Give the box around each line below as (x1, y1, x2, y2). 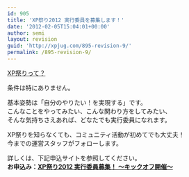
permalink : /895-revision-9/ (7, 49, 92, 56)
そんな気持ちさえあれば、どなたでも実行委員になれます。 (7, 115, 172, 124)
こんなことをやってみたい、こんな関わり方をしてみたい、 (7, 107, 172, 115)
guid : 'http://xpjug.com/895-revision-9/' (7, 42, 132, 49)
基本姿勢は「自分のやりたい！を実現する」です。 (7, 98, 147, 106)
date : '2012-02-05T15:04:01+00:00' (7, 23, 110, 30)
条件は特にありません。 (7, 83, 74, 92)
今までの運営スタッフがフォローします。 (7, 139, 123, 147)
